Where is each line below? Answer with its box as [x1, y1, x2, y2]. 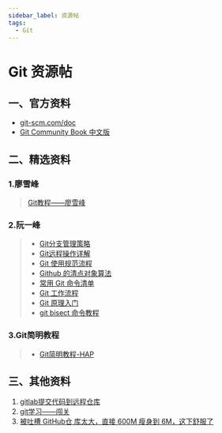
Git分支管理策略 [39, 239, 91, 249]
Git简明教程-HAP [39, 349, 95, 359]
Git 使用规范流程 [39, 258, 92, 269]
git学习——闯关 [19, 407, 70, 416]
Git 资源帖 [8, 62, 73, 81]
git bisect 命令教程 [39, 308, 100, 318]
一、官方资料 [8, 96, 71, 110]
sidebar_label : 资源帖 [8, 11, 80, 20]
